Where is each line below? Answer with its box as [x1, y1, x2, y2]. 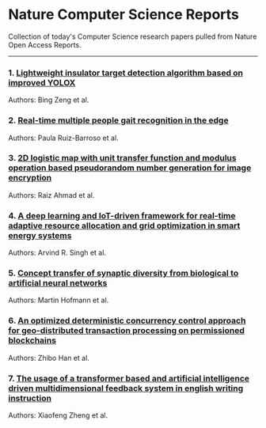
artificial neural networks [8, 278, 108, 289]
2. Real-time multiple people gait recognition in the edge [8, 115, 229, 126]
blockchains [8, 335, 57, 346]
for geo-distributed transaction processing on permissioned [8, 325, 245, 336]
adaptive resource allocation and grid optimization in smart [8, 220, 241, 231]
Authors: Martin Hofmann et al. [8, 295, 109, 305]
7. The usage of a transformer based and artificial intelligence [8, 373, 249, 384]
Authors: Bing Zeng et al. [8, 95, 89, 104]
